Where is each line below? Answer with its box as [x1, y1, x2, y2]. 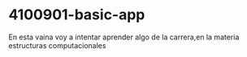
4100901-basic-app [8, 6, 145, 24]
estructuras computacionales [8, 40, 106, 50]
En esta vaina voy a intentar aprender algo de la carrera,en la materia [8, 32, 240, 42]
